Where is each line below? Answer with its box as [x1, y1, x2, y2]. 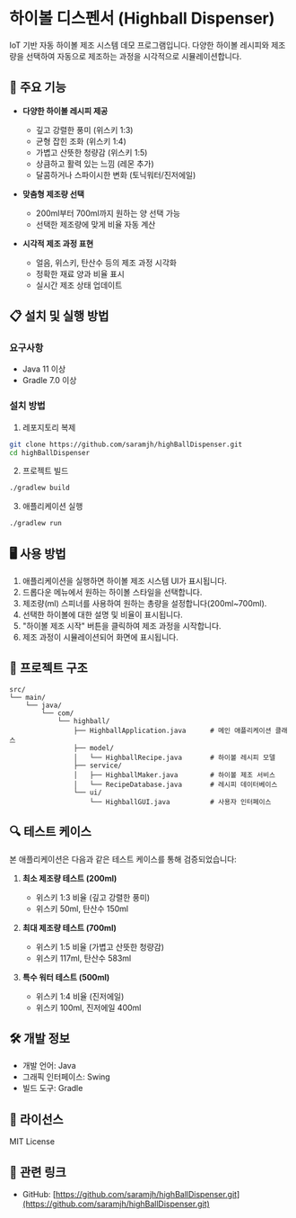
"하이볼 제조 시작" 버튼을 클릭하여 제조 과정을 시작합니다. [22, 621, 222, 631]
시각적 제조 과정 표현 [22, 237, 94, 248]
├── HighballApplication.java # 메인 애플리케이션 [73, 726, 272, 735]
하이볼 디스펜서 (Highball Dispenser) [9, 8, 275, 29]
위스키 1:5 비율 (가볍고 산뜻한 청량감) [35, 941, 164, 952]
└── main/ [9, 693, 47, 702]
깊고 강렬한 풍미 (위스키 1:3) [35, 124, 134, 135]
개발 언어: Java [22, 1061, 76, 1071]
